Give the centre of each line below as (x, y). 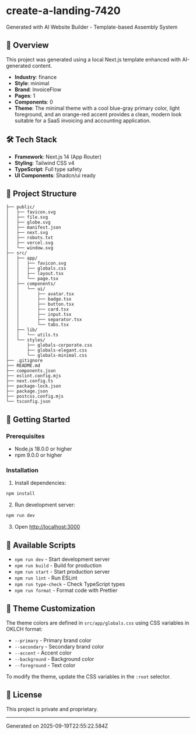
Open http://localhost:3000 (47, 527)
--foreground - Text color (45, 665)
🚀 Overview (27, 45)
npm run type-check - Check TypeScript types (70, 584)
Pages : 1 (25, 95)
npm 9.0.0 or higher (38, 455)
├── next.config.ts (30, 381)
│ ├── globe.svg (28, 223)
